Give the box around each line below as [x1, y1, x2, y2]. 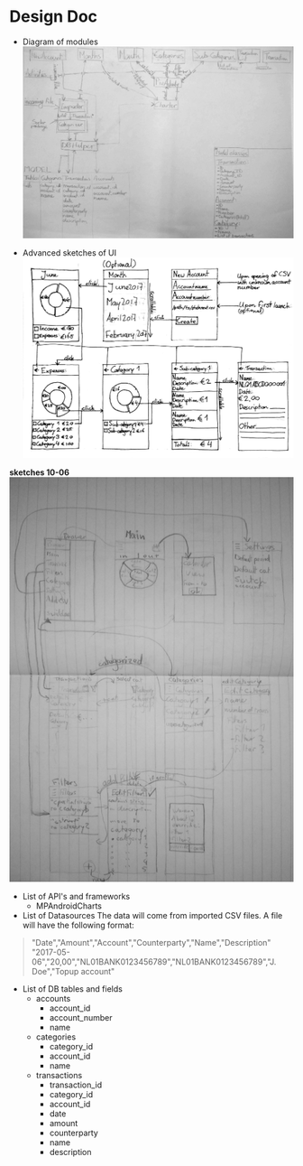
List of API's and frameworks [22, 891, 131, 901]
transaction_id [49, 1079, 103, 1090]
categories [35, 1031, 77, 1042]
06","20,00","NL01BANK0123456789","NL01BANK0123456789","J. [31, 956, 277, 967]
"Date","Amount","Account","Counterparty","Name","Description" [31, 937, 271, 947]
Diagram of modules [22, 36, 99, 47]
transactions [35, 1069, 83, 1080]
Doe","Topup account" [31, 965, 115, 976]
